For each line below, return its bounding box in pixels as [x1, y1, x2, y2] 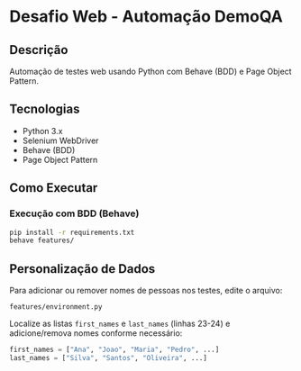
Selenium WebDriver [22, 135, 99, 146]
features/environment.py [9, 303, 103, 312]
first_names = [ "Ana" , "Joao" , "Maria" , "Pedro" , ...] [9, 345, 220, 355]
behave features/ [9, 236, 75, 245]
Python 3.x [22, 125, 63, 136]
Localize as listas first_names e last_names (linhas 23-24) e [9, 318, 231, 330]
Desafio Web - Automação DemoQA [9, 6, 284, 27]
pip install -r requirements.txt [9, 228, 135, 237]
